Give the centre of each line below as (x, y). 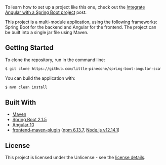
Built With (21, 102)
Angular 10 (23, 125)
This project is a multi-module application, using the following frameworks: (81, 22)
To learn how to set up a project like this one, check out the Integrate (75, 7)
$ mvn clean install (26, 87)
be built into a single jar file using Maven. (47, 32)
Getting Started (29, 48)
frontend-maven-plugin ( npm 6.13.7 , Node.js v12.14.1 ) (66, 130)
